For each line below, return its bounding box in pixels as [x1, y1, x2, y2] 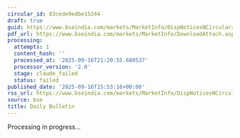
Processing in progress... [7, 122, 81, 131]
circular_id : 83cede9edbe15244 [7, 10, 101, 18]
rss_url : [7, 90, 34, 97]
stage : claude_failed [14, 70, 79, 77]
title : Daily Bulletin [7, 103, 75, 110]
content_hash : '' [14, 51, 66, 58]
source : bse [7, 97, 43, 104]
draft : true [7, 17, 43, 24]
